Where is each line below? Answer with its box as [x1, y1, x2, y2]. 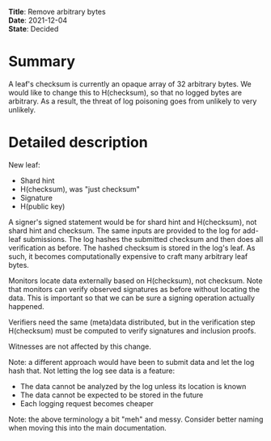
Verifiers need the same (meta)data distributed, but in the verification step [8, 317, 256, 327]
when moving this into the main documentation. [8, 422, 167, 432]
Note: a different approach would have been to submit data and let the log [8, 357, 255, 367]
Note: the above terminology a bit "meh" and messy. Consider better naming [8, 414, 264, 424]
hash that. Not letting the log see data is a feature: [8, 366, 176, 375]
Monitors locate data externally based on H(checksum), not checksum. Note [8, 275, 263, 286]
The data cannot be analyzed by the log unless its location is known [19, 381, 247, 391]
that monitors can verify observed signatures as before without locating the [8, 284, 260, 294]
